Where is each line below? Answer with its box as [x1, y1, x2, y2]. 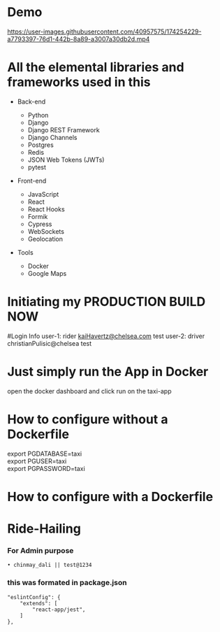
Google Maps [27, 269, 67, 277]
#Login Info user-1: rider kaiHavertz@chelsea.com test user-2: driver [7, 332, 205, 340]
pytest [27, 162, 47, 171]
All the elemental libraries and [7, 59, 184, 76]
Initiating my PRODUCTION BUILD [7, 294, 206, 310]
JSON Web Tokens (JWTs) [27, 155, 105, 164]
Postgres [27, 141, 54, 149]
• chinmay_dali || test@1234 [7, 561, 92, 569]
